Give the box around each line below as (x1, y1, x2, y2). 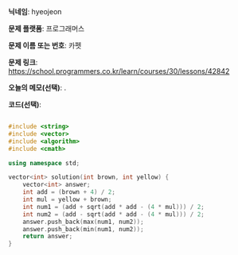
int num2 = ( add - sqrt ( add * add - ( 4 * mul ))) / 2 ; (22, 210, 205, 218)
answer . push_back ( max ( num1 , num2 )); (22, 218, 145, 226)
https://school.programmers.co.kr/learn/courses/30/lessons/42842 (8, 67, 230, 75)
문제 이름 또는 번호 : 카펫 (8, 41, 82, 50)
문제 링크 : (8, 58, 38, 67)
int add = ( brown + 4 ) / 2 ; (22, 188, 115, 196)
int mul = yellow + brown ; (22, 195, 112, 203)
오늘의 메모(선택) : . (8, 83, 67, 92)
